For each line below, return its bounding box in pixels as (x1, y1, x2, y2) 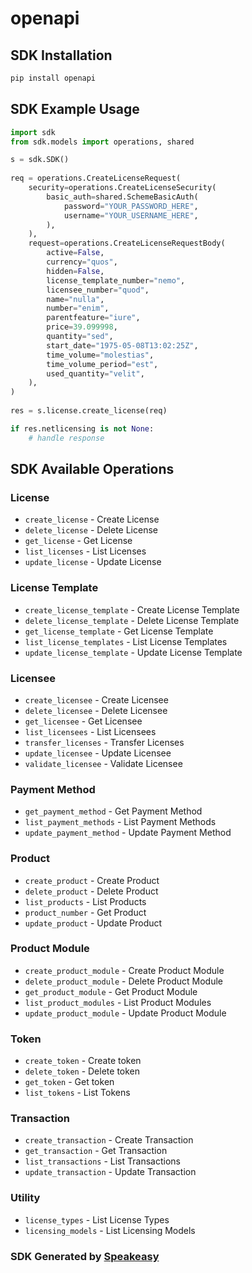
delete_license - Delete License (24, 524, 158, 536)
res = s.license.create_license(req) (10, 406, 168, 416)
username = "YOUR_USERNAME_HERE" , (63, 210, 199, 221)
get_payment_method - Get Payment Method (24, 805, 203, 817)
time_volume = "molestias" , (46, 350, 155, 360)
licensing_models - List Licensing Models (24, 1224, 196, 1236)
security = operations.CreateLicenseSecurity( (28, 183, 217, 193)
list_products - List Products (24, 895, 147, 907)
